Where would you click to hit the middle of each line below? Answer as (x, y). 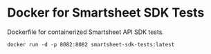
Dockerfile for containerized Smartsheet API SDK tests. (86, 32)
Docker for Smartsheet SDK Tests (106, 13)
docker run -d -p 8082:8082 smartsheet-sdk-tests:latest (91, 44)
